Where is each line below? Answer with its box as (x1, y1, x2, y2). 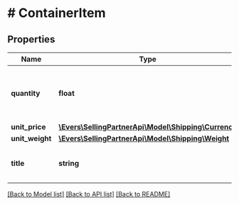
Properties (7, 33, 55, 45)
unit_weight (11, 133, 52, 143)
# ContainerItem (7, 5, 106, 21)
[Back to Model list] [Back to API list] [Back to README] (7, 190, 171, 198)
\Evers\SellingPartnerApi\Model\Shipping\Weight (58, 133, 230, 143)
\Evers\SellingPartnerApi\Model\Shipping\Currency (58, 122, 237, 132)
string (58, 158, 80, 168)
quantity (11, 89, 41, 98)
